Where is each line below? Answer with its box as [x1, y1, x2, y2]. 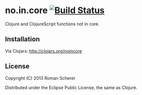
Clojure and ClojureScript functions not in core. [5, 21, 100, 27]
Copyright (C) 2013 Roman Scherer [5, 75, 76, 81]
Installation [5, 35, 40, 43]
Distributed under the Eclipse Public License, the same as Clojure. [5, 84, 138, 90]
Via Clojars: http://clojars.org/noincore [5, 48, 82, 54]
